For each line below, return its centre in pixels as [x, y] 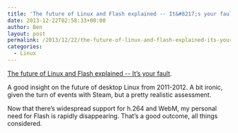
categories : [25, 47]
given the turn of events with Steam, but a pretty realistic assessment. [109, 94]
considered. [25, 123]
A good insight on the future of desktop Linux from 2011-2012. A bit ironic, [115, 87]
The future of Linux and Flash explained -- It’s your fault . [90, 73]
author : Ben [25, 27]
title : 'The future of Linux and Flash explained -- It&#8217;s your [112, 14]
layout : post [27, 34]
